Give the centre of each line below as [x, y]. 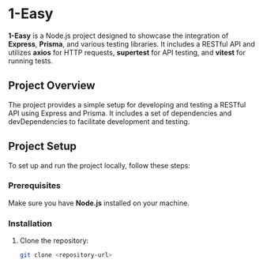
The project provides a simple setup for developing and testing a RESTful [127, 104]
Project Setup [43, 147]
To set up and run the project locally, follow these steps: [100, 165]
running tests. [31, 61]
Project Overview [52, 86]
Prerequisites [34, 186]
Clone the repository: [54, 241]
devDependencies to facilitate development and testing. [99, 121]
